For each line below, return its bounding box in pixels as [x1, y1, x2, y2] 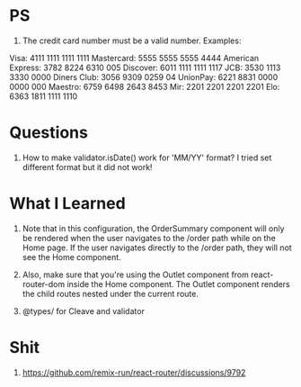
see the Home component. [22, 251, 121, 262]
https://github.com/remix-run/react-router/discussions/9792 [22, 366, 246, 378]
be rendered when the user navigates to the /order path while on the [22, 232, 276, 243]
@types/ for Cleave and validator [22, 305, 146, 316]
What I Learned [9, 193, 126, 214]
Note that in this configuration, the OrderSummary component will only [22, 222, 285, 234]
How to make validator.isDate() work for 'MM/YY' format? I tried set [22, 152, 272, 163]
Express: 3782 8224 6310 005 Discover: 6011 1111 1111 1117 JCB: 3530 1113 [9, 62, 281, 73]
